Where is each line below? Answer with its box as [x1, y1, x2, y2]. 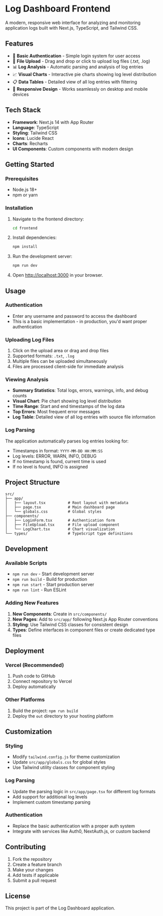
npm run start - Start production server [12, 582, 94, 588]
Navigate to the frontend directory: [12, 216, 84, 222]
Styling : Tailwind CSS [12, 130, 57, 136]
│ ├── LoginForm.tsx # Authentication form [5, 518, 115, 523]
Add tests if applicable [12, 872, 59, 878]
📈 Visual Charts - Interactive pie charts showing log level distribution [12, 71, 156, 77]
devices [12, 91, 29, 97]
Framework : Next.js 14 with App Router [12, 119, 94, 125]
